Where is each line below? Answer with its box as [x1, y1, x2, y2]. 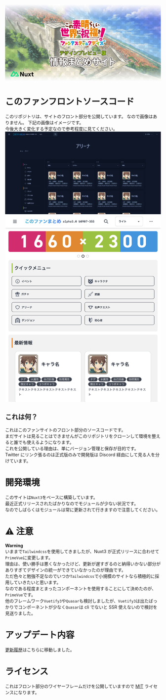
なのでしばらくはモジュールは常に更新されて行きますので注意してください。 [5, 507, 161, 513]
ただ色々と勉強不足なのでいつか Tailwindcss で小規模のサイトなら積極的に [5, 573, 155, 579]
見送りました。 [5, 610, 36, 616]
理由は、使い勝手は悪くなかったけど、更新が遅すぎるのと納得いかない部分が [5, 560, 161, 566]
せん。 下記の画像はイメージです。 [13, 119, 84, 125]
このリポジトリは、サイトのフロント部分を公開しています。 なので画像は [5, 113, 153, 119]
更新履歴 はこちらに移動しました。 [5, 647, 75, 653]
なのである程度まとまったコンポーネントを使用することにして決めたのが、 [5, 585, 157, 591]
